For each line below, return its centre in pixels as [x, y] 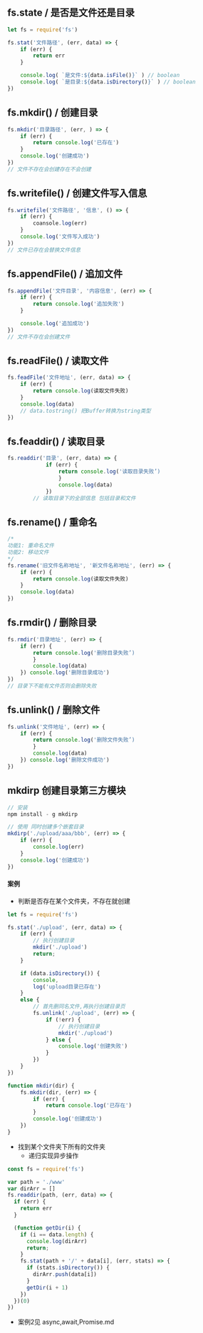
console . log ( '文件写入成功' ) [60, 237]
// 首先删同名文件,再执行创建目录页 [79, 1007]
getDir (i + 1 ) [47, 1287]
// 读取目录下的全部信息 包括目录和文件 [85, 498]
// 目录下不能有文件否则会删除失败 [52, 686]
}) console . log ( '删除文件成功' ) [65, 760]
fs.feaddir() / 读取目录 [56, 441]
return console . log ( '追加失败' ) [79, 304]
